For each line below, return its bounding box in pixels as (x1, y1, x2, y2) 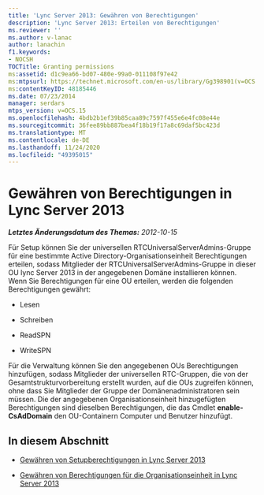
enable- (217, 403, 244, 412)
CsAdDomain (8, 411, 53, 421)
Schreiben (19, 315, 54, 325)
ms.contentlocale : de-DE (8, 136, 90, 144)
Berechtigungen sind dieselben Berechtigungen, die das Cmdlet (8, 403, 216, 412)
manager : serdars (8, 99, 65, 107)
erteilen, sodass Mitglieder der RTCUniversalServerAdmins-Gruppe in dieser (8, 259, 256, 269)
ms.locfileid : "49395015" (8, 151, 93, 158)
